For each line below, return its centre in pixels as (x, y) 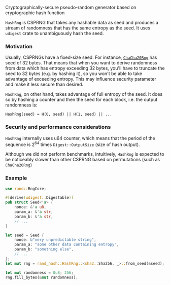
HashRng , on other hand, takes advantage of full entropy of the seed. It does (84, 94)
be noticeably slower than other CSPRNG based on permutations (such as (83, 160)
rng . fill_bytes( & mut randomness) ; (42, 277)
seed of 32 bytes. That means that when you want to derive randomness (81, 63)
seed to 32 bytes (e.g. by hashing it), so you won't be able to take (74, 74)
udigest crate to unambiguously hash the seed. (55, 33)
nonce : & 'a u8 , (30, 207)
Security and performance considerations (58, 127)
